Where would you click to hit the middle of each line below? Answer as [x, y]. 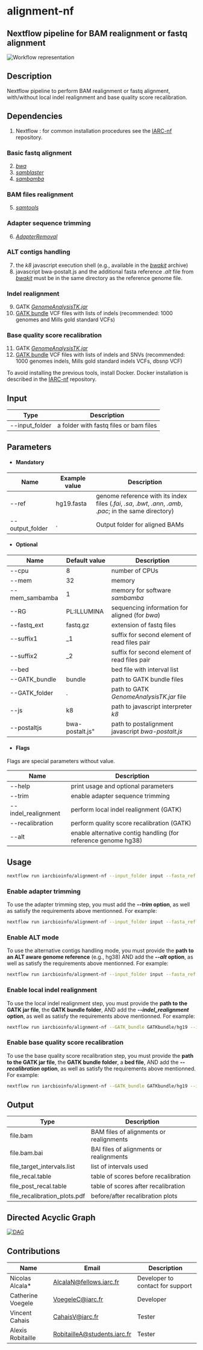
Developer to [155, 1278]
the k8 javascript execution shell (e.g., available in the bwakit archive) [102, 265]
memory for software [141, 590]
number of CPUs [135, 571]
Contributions [33, 1251]
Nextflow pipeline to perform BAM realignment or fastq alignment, [89, 91]
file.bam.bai [27, 1153]
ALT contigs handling [39, 252]
